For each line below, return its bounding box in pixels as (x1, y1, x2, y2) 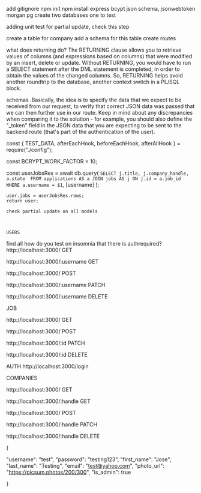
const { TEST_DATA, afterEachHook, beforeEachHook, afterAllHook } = (6, 140, 181, 147)
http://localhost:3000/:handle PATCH (6, 421, 98, 428)
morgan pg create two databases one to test (6, 11, 116, 19)
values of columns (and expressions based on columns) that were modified (6, 53, 193, 59)
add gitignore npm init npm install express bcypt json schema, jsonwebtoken (6, 5, 196, 12)
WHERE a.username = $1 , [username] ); (6, 181, 100, 188)
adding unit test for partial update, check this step (6, 23, 130, 30)
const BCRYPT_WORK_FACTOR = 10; (6, 158, 98, 165)
